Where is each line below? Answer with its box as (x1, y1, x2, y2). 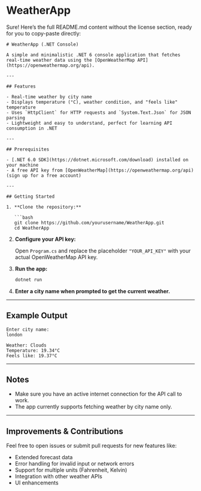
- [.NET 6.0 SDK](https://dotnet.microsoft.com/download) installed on (6, 156, 188, 162)
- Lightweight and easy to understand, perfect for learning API (6, 120, 172, 126)
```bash (14, 214, 33, 221)
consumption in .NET (6, 125, 58, 131)
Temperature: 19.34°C (6, 347, 60, 354)
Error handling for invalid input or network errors (14, 460, 135, 468)
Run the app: (14, 265, 48, 272)
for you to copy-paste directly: (6, 29, 81, 37)
